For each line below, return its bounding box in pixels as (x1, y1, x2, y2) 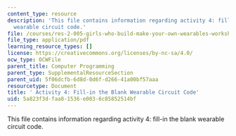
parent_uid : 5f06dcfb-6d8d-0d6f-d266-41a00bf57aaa (7, 75, 159, 83)
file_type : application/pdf (7, 37, 90, 44)
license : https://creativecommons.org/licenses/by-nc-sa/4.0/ (7, 50, 193, 57)
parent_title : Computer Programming (7, 63, 114, 70)
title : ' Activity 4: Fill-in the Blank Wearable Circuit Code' (7, 89, 199, 96)
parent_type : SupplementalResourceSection (7, 69, 133, 76)
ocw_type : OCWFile (7, 56, 61, 63)
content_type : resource (7, 10, 77, 18)
